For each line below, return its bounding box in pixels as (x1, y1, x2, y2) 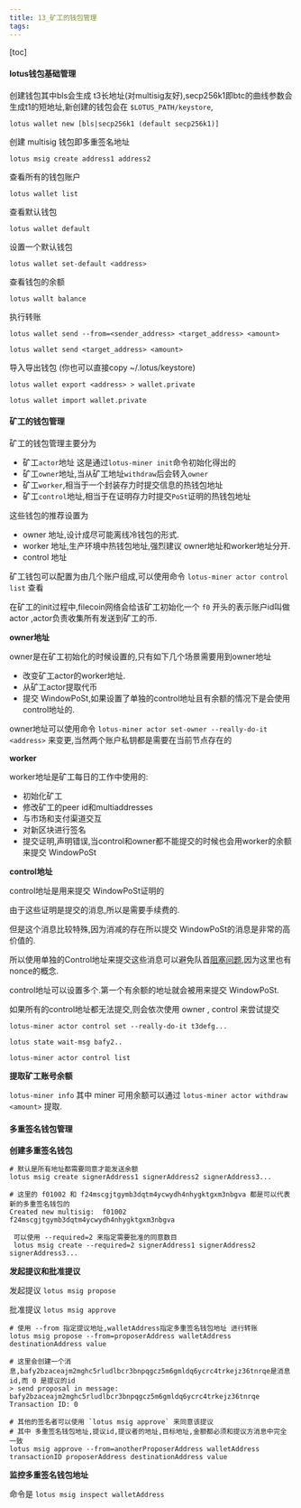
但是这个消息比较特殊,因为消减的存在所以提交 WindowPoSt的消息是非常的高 (9, 923, 291, 935)
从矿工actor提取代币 (22, 681, 97, 692)
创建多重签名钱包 (9, 1145, 73, 1156)
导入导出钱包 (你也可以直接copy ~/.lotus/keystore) (9, 362, 196, 373)
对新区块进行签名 (22, 824, 87, 835)
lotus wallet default (9, 224, 91, 233)
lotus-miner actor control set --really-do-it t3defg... (9, 1021, 228, 1030)
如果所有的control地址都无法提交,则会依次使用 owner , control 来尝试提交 (9, 1003, 280, 1014)
